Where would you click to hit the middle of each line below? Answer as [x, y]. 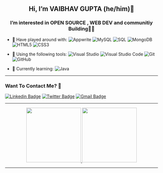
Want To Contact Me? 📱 [33, 86]
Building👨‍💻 [81, 29]
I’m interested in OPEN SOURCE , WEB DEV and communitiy [81, 23]
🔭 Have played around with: [40, 39]
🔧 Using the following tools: [39, 54]
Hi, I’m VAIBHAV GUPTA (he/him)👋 [81, 9]
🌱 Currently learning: [33, 69]
